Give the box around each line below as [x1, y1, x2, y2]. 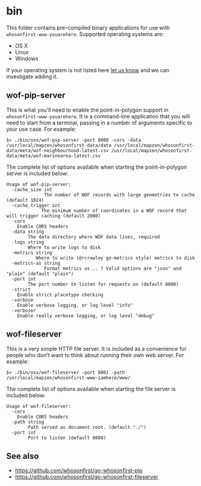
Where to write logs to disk [28, 245, 101, 251]
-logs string [11, 239, 45, 245]
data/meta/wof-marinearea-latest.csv [6, 153, 101, 159]
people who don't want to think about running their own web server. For [6, 351, 184, 359]
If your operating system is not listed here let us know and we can [6, 66, 170, 73]
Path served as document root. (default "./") [28, 424, 147, 430]
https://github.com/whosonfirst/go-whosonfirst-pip [14, 467, 143, 474]
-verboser [11, 308, 36, 314]
